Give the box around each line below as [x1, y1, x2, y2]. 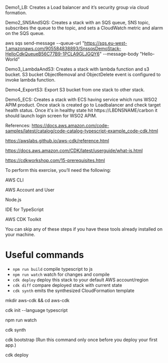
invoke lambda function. [5, 77, 56, 83]
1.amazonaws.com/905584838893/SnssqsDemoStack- [5, 46, 122, 51]
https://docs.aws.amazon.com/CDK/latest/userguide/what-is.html [5, 148, 143, 154]
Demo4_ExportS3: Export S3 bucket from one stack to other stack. [5, 87, 145, 93]
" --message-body [99, 51, 139, 57]
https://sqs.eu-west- [84, 40, 127, 46]
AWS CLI [5, 177, 24, 183]
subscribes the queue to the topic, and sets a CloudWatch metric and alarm [5, 25, 163, 31]
